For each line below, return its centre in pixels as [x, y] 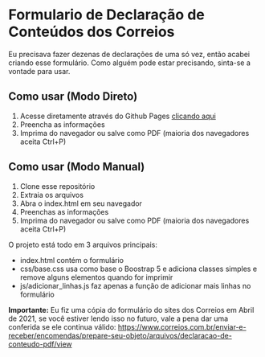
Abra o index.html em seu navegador [81, 203]
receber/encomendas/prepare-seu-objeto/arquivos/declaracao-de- [120, 335]
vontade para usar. [39, 71]
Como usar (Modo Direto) [73, 97]
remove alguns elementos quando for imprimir [96, 277]
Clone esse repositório [57, 186]
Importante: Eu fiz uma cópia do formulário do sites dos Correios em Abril [131, 310]
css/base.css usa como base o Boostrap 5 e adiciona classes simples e [139, 269]
